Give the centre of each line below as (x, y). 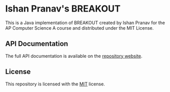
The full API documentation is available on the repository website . (74, 56)
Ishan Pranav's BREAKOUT (63, 9)
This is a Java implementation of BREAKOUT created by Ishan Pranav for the (85, 23)
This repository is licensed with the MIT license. (55, 84)
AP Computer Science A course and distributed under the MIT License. (79, 28)
